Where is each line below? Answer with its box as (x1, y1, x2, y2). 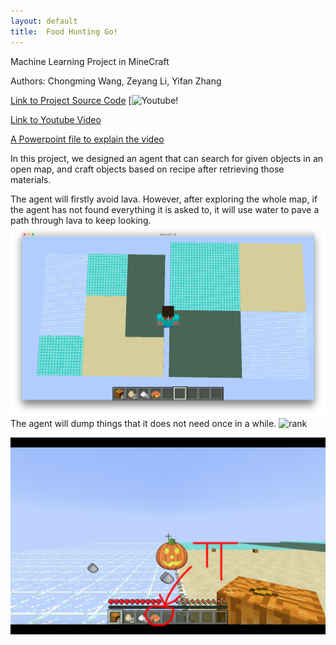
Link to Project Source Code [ (10, 94, 132, 106)
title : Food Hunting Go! (10, 26, 118, 37)
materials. (10, 173, 52, 185)
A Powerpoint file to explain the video (10, 133, 165, 145)
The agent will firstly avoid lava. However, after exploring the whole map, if (10, 193, 318, 205)
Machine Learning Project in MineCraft (10, 55, 170, 67)
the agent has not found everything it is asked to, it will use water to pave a (10, 203, 320, 215)
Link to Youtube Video (10, 113, 102, 125)
